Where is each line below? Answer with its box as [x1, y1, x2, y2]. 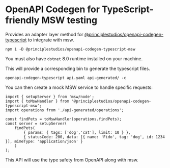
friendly [5, 14, 40, 26]
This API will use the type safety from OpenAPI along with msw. [5, 157, 138, 163]
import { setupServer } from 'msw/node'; [5, 94, 95, 99]
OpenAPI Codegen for [5, 4, 100, 15]
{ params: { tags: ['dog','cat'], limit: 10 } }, [23, 130, 131, 135]
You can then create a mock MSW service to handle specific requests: [5, 84, 153, 90]
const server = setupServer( [5, 121, 67, 126]
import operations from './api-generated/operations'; [5, 107, 124, 113]
